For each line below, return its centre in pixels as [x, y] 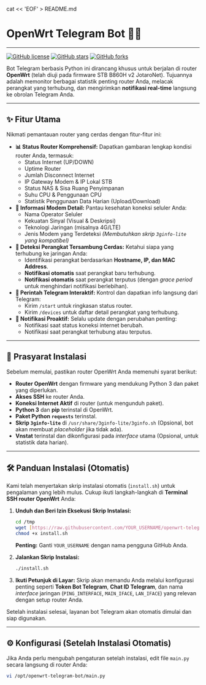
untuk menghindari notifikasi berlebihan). [76, 286]
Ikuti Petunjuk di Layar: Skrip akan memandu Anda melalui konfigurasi [105, 580]
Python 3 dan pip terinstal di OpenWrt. [64, 409]
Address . [36, 266]
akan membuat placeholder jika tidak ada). [69, 429]
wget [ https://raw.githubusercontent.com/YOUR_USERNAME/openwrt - [100, 528]
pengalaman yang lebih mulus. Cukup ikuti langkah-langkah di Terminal [97, 492]
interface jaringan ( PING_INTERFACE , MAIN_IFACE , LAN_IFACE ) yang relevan [106, 593]
